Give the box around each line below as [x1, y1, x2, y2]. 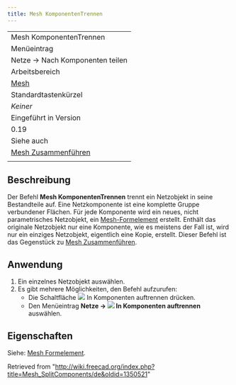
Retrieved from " [7, 362, 55, 371]
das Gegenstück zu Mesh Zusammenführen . [7, 238, 137, 247]
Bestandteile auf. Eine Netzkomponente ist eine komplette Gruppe [7, 200, 200, 209]
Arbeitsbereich [11, 67, 60, 77]
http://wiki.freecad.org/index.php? [55, 362, 155, 371]
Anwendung [7, 258, 63, 270]
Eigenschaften [7, 330, 73, 342]
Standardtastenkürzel [11, 89, 83, 99]
